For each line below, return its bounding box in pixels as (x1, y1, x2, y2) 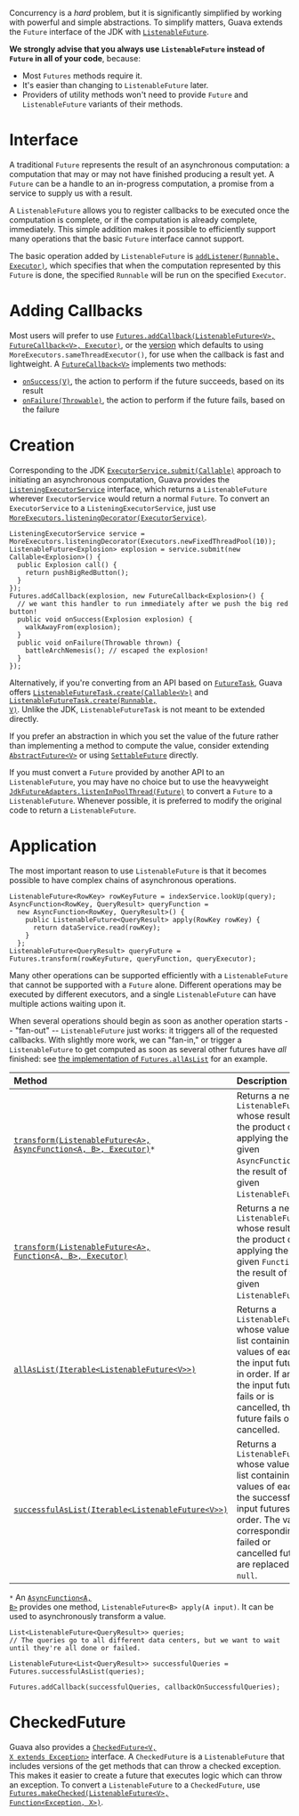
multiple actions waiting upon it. (9, 998, 126, 1009)
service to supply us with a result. (9, 187, 133, 199)
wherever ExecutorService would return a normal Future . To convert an (9, 493, 270, 504)
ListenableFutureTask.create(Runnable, (9, 696, 158, 705)
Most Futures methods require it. (21, 70, 142, 81)
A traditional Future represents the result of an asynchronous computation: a (9, 159, 290, 170)
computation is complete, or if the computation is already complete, (9, 214, 258, 225)
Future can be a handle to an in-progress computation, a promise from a (9, 178, 274, 189)
